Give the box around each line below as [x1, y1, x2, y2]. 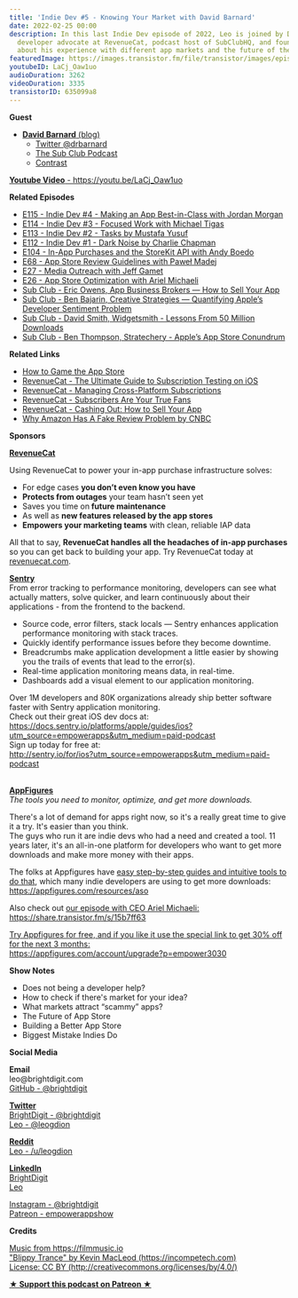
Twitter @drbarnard [35, 139, 108, 149]
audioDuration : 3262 [9, 71, 86, 80]
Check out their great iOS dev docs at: [9, 711, 149, 722]
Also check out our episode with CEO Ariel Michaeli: [9, 902, 200, 913]
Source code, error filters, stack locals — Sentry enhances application [21, 618, 279, 629]
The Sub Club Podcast [35, 147, 118, 158]
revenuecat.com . [9, 556, 71, 566]
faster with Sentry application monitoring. [9, 701, 161, 712]
